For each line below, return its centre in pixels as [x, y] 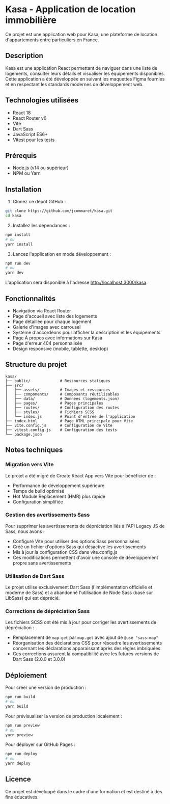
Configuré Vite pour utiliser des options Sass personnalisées [76, 541]
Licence [18, 779]
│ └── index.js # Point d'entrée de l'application [70, 416]
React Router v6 [30, 118]
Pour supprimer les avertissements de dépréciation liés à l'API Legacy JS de [85, 526]
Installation [23, 189]
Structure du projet [36, 365]
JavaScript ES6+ [30, 134]
